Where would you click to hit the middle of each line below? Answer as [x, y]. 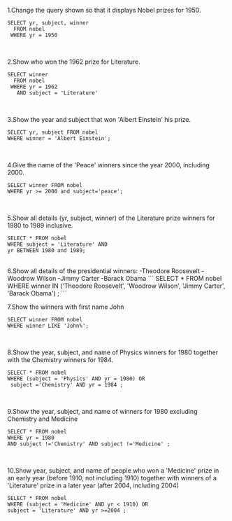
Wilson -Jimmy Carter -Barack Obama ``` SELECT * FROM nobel [129, 278]
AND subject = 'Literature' [57, 93]
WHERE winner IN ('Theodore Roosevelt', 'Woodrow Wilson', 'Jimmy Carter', [116, 286]
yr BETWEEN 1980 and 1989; [46, 251]
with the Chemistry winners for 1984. [60, 360]
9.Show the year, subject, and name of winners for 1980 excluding [102, 411]
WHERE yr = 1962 [34, 87]
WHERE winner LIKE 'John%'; [48, 326]
